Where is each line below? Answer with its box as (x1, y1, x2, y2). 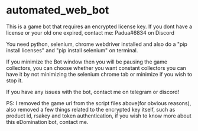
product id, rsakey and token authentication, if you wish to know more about (6, 112, 192, 119)
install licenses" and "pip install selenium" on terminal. (6, 46, 138, 53)
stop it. (6, 77, 23, 84)
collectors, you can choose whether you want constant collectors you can (6, 64, 186, 71)
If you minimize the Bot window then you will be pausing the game (6, 58, 167, 65)
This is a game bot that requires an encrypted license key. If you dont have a (6, 23, 193, 30)
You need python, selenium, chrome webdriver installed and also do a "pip (6, 41, 188, 48)
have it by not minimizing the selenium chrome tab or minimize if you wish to (6, 70, 193, 78)
